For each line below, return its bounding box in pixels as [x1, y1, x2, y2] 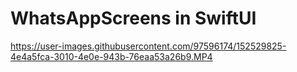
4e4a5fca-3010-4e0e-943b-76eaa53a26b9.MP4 [10, 50, 213, 62]
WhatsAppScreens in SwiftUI [10, 7, 257, 30]
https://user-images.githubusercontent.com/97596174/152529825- [10, 40, 287, 52]
